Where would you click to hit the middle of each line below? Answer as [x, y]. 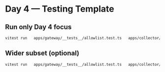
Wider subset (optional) [42, 53]
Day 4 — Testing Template [60, 9]
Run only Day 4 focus [39, 27]
